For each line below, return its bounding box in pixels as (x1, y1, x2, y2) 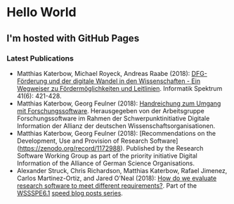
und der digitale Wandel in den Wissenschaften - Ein (48, 77, 201, 85)
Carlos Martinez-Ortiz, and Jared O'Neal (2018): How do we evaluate (16, 174, 217, 182)
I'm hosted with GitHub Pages (6, 32, 140, 44)
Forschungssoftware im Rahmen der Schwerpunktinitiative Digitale (16, 114, 210, 122)
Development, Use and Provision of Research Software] (16, 136, 178, 145)
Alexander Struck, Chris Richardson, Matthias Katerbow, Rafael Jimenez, (16, 166, 228, 174)
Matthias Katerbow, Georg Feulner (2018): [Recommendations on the (16, 129, 216, 137)
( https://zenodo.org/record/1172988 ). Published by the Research (16, 144, 204, 152)
